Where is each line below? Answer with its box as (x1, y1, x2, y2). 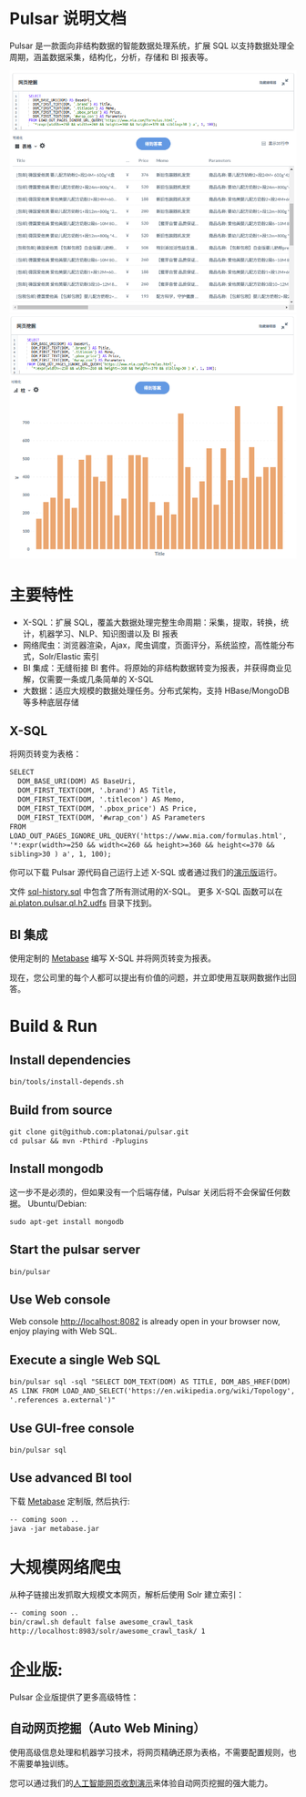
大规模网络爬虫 (9, 1557, 122, 1578)
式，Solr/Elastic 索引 (22, 650, 100, 661)
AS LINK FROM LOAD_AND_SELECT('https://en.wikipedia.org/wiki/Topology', (9, 1386, 296, 1396)
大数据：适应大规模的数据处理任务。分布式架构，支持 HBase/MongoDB (22, 685, 290, 696)
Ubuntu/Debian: (26, 1198, 87, 1209)
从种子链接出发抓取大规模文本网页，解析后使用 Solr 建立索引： (9, 1588, 244, 1599)
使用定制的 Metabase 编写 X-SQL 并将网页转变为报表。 (9, 953, 217, 964)
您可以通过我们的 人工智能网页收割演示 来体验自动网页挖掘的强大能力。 (9, 1777, 273, 1788)
